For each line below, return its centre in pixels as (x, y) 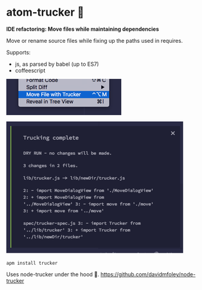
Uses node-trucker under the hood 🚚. (53, 274)
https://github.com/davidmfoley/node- (148, 274)
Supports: (19, 52)
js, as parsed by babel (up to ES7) (57, 64)
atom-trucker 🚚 (45, 12)
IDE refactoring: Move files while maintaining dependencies (83, 29)
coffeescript (30, 70)
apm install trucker (32, 263)
